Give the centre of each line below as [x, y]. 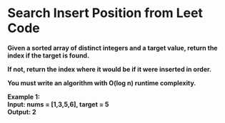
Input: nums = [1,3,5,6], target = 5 [58, 104]
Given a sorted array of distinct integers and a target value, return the [112, 48]
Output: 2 [22, 112]
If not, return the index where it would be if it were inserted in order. [110, 69]
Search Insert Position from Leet [105, 13]
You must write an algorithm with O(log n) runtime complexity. [102, 82]
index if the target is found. [49, 55]
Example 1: [24, 97]
